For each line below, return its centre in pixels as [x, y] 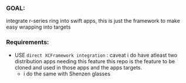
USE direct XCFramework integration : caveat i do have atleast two [96, 55]
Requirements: [28, 42]
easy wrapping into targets [38, 27]
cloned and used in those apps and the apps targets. [78, 67]
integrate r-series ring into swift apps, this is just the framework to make [93, 21]
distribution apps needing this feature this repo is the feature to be [94, 61]
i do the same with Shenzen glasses [67, 74]
